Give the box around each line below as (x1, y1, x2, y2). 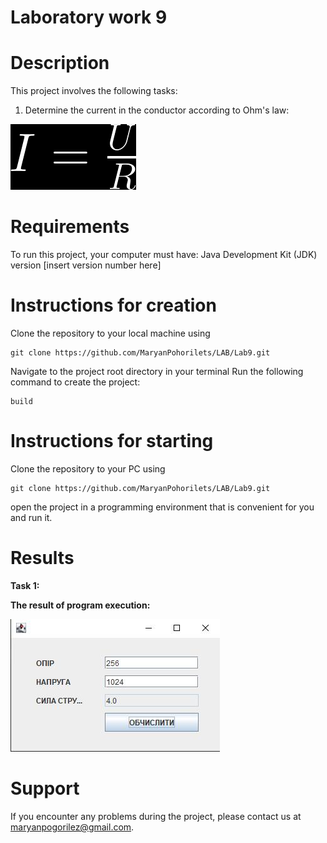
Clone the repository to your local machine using (10, 327, 211, 339)
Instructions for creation (10, 294, 217, 317)
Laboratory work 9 (10, 6, 168, 29)
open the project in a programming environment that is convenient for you (10, 501, 315, 513)
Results (10, 547, 75, 570)
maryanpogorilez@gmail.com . (10, 821, 135, 833)
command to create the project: (10, 376, 141, 388)
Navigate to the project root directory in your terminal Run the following (10, 366, 304, 377)
